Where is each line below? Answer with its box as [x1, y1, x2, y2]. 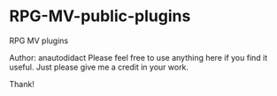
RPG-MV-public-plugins [9, 6, 191, 26]
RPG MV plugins [9, 35, 69, 46]
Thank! [9, 78, 35, 89]
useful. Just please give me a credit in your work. [9, 62, 189, 72]
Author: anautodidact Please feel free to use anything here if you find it [9, 52, 268, 63]
